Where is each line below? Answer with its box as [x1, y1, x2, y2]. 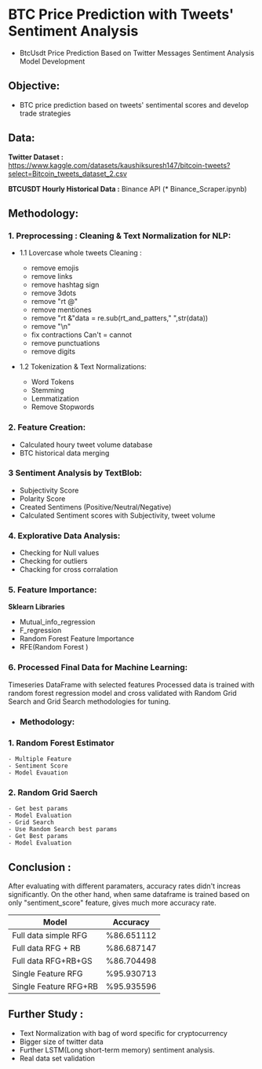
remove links [31, 272, 73, 281]
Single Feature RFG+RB [12, 981, 99, 992]
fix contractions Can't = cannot [31, 330, 132, 339]
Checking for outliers [19, 556, 88, 566]
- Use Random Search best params [8, 826, 118, 833]
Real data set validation [19, 1053, 96, 1063]
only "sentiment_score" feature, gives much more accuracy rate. [8, 898, 217, 908]
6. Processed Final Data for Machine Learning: [8, 662, 188, 673]
